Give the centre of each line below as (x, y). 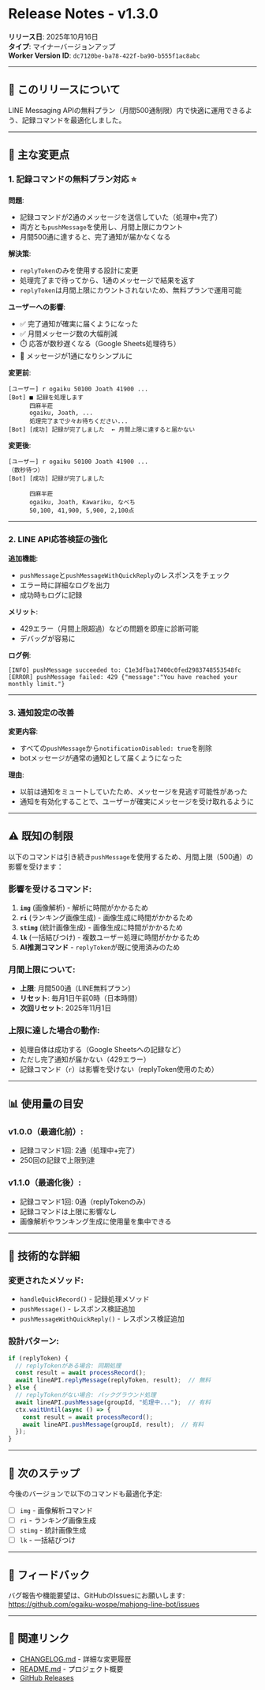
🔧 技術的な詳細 (44, 1256)
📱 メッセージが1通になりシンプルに (76, 356)
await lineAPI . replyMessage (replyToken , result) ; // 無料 (113, 1380)
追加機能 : (23, 558)
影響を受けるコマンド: (50, 888)
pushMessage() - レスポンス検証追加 (77, 1309)
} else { (22, 1388)
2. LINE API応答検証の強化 (58, 540)
